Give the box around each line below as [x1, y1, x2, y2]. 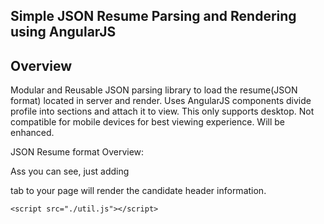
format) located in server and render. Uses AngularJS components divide [10, 95, 312, 107]
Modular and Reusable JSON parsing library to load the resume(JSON [10, 84, 298, 96]
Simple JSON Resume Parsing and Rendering [10, 8, 297, 25]
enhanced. [10, 127, 55, 139]
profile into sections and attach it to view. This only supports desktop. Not [10, 105, 315, 118]
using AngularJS [10, 24, 117, 41]
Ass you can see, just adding [10, 165, 130, 178]
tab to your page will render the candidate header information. [10, 185, 267, 197]
